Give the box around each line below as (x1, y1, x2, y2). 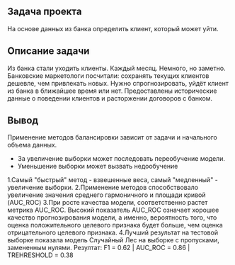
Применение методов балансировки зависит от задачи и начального (7, 133, 217, 142)
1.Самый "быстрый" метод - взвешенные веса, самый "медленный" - (7, 176, 218, 184)
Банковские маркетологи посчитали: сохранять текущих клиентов (7, 71, 210, 80)
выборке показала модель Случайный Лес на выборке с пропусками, (7, 236, 219, 244)
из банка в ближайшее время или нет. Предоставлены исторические (7, 86, 217, 95)
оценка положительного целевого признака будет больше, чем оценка (7, 221, 223, 230)
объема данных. (7, 141, 57, 150)
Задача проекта (7, 6, 82, 18)
